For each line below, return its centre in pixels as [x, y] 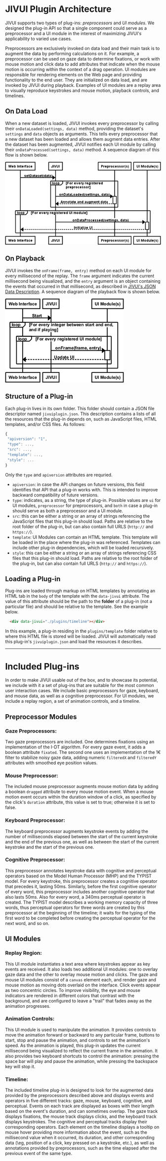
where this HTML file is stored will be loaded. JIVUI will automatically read [81, 636]
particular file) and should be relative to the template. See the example [77, 607]
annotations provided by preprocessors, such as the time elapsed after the [81, 1148]
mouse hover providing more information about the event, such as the [76, 1132]
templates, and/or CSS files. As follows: [45, 424]
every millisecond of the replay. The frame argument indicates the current [80, 276]
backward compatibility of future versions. [55, 495]
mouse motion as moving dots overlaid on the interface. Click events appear [83, 985]
